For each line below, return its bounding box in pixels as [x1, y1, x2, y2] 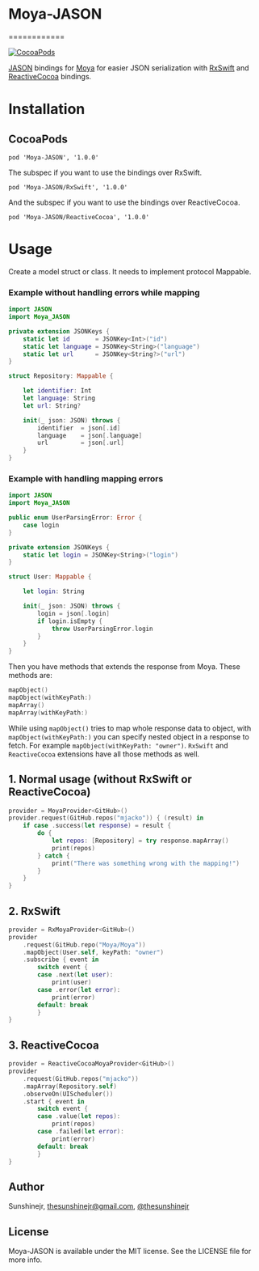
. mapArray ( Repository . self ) [23, 1082, 117, 1091]
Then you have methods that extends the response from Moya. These [8, 662, 240, 672]
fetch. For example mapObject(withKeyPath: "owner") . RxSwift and [8, 740, 228, 750]
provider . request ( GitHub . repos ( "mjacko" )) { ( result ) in [8, 814, 204, 822]
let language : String [23, 394, 95, 403]
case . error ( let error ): [37, 985, 121, 993]
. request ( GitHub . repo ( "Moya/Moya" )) [23, 940, 147, 949]
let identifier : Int [23, 387, 92, 395]
